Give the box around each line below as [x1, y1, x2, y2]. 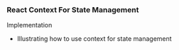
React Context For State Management [6, 5, 139, 15]
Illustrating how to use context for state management [16, 35, 172, 43]
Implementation [6, 21, 53, 30]
